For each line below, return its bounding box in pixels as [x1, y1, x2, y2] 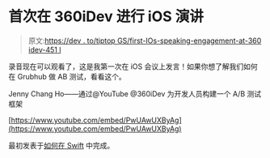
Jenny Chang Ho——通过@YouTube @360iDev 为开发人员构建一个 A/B [8, 88, 246, 98]
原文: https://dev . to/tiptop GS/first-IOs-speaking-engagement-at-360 [27, 36, 262, 45]
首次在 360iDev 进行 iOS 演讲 [8, 7, 204, 26]
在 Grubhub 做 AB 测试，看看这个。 [8, 71, 127, 81]
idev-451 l [27, 45, 61, 54]
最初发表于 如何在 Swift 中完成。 [8, 140, 115, 150]
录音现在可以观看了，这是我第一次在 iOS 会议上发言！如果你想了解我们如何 [8, 62, 258, 71]
